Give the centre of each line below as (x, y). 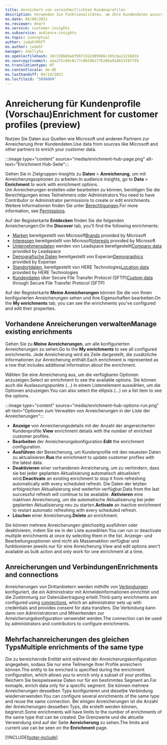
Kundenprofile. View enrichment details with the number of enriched (82, 431)
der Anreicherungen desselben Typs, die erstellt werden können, (72, 707)
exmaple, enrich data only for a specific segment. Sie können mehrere (77, 686)
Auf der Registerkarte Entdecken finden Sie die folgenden (65, 220)
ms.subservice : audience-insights (41, 33)
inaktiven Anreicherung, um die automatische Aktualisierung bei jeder (83, 499)
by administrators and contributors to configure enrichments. (68, 624)
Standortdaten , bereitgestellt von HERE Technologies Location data (81, 267)
